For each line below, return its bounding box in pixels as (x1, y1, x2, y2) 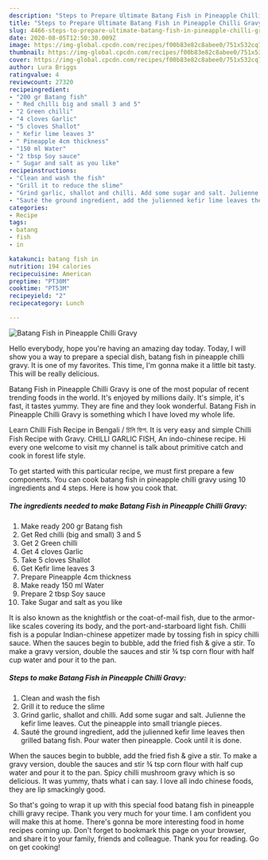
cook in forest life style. (9, 451, 86, 460)
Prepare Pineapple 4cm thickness (20, 571, 132, 581)
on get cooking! (9, 842, 60, 851)
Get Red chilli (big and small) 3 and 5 (20, 529, 142, 539)
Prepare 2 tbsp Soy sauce (20, 589, 106, 599)
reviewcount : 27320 (9, 78, 74, 86)
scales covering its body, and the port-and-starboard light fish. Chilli (21, 621, 247, 630)
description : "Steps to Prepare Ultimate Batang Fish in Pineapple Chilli (9, 11, 262, 20)
